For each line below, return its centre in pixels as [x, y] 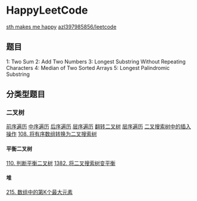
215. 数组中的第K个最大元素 [39, 192]
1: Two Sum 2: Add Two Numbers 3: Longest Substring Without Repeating [96, 61]
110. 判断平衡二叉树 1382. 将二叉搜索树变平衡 [61, 163]
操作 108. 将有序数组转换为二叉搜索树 [51, 134]
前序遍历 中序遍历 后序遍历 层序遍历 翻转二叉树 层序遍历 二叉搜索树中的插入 [98, 127]
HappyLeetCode [47, 10]
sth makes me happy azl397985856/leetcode [61, 27]
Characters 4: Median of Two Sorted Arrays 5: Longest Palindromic [88, 68]
